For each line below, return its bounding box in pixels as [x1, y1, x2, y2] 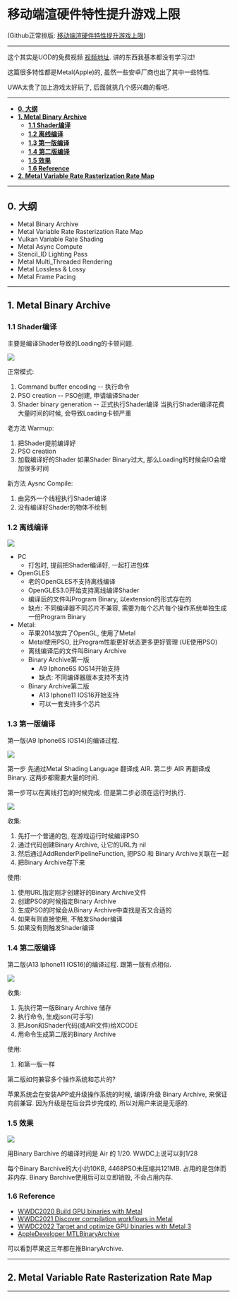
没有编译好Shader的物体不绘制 [17, 503, 107, 512]
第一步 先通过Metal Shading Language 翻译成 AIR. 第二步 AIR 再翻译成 [7, 765, 211, 773]
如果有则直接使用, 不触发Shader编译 [17, 915, 123, 923]
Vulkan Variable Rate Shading [17, 235, 104, 243]
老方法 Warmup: [7, 424, 54, 433]
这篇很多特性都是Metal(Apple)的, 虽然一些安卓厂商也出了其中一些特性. [7, 68, 212, 76]
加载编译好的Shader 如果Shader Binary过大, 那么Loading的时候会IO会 [17, 455, 220, 464]
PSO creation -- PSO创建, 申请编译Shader [17, 392, 140, 400]
